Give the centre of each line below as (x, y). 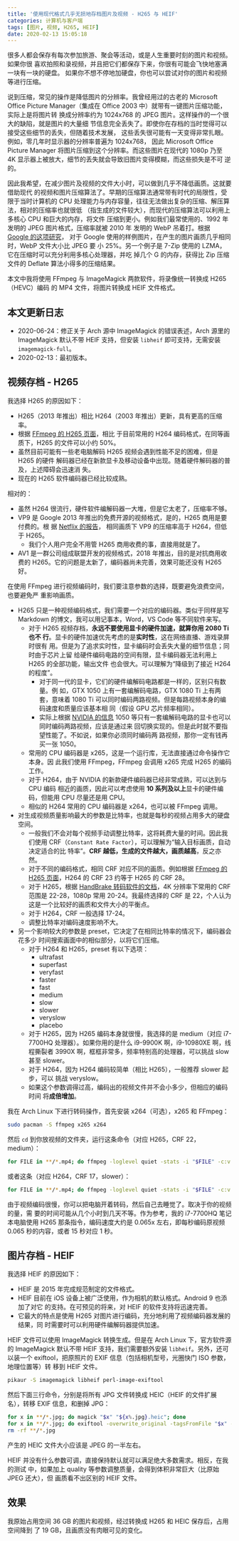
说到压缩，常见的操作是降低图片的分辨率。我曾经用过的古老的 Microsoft (113, 97)
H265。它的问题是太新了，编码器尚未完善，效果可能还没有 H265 (127, 562)
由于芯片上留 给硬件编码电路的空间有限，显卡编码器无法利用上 (126, 655)
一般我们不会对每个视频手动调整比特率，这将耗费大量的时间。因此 (125, 833)
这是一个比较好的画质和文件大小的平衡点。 (91, 904)
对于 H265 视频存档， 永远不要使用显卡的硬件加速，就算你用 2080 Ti (128, 628)
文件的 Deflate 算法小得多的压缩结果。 (63, 264)
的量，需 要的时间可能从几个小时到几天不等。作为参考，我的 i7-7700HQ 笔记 (119, 1213)
